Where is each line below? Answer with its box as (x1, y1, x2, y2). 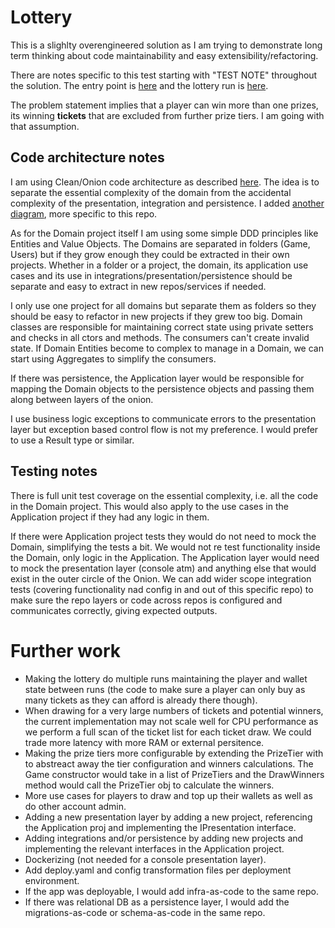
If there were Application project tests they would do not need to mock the (10, 530, 317, 542)
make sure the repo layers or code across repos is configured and (10, 594, 283, 606)
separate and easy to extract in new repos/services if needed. (10, 280, 267, 292)
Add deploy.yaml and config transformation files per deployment (24, 864, 292, 876)
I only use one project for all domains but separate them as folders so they (10, 299, 317, 311)
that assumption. (10, 120, 80, 132)
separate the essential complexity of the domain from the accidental (10, 186, 292, 198)
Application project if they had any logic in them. (10, 511, 210, 523)
